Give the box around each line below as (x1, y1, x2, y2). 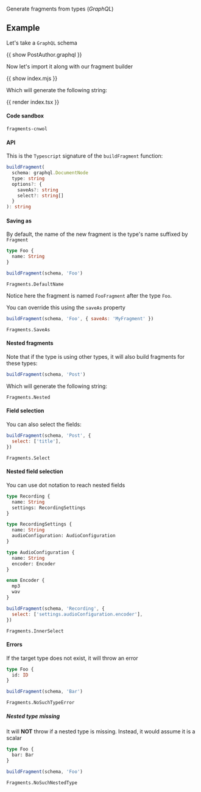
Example (6, 23, 40, 33)
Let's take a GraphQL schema (6, 39, 77, 46)
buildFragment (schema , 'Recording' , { (6, 605, 105, 612)
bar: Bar (12, 752, 34, 758)
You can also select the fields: (6, 421, 82, 428)
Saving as (6, 217, 32, 224)
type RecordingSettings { (6, 521, 72, 527)
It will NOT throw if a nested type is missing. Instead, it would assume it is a (6, 728, 196, 735)
